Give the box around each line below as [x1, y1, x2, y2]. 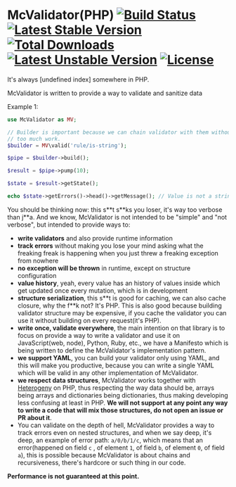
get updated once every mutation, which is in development [17, 286, 188, 295]
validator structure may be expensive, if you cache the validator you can [17, 308, 227, 317]
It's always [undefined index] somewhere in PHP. [7, 75, 150, 84]
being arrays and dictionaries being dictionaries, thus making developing [17, 391, 228, 399]
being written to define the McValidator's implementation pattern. [17, 346, 206, 355]
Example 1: [7, 102, 39, 110]
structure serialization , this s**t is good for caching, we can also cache [17, 293, 226, 302]
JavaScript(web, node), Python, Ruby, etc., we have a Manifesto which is [17, 339, 229, 347]
